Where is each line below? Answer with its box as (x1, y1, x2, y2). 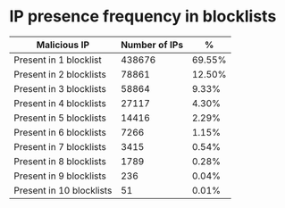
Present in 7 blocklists (13, 140, 107, 153)
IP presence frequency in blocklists (9, 6, 277, 27)
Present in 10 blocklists (13, 184, 113, 196)
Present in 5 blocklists (13, 112, 107, 124)
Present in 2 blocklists (13, 68, 107, 80)
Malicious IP (36, 38, 90, 51)
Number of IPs (120, 38, 184, 51)
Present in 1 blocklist (13, 54, 102, 66)
